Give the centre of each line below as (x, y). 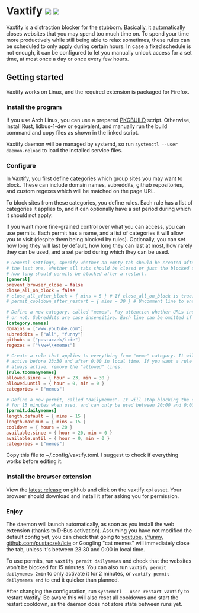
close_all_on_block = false (41, 290)
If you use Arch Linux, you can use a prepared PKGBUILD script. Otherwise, (98, 120)
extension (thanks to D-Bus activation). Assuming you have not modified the (99, 531)
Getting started (35, 77)
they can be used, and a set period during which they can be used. (88, 252)
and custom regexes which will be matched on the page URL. (81, 191)
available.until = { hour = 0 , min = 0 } (58, 438)
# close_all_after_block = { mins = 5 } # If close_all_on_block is (92, 296)
